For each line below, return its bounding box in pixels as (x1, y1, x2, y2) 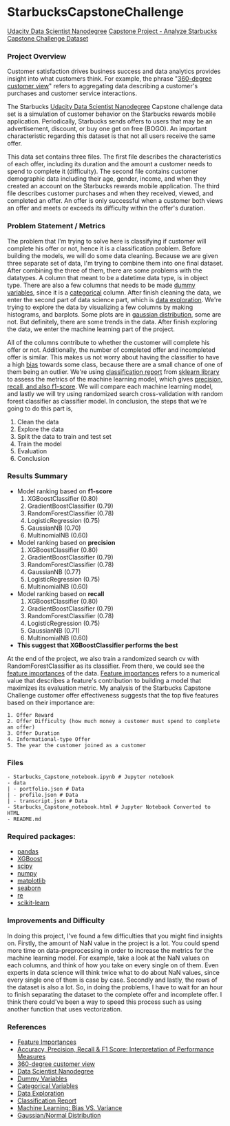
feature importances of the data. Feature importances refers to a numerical (7, 669, 220, 677)
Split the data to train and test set (17, 432, 112, 440)
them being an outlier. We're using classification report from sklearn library (7, 367, 220, 376)
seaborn (17, 884, 41, 892)
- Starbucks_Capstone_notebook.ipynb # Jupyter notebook (7, 773, 174, 780)
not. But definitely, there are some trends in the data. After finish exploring (7, 317, 218, 326)
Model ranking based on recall (17, 589, 105, 597)
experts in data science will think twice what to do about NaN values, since (7, 968, 220, 976)
